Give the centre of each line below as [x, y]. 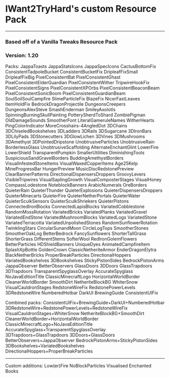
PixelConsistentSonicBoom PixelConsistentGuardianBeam [65, 93]
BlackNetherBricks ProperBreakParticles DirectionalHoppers [68, 255]
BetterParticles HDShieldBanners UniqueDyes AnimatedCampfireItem [78, 245]
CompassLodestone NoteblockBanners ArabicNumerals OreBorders [76, 185]
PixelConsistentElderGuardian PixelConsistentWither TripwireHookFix [77, 83]
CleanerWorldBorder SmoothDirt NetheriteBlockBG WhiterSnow [72, 282]
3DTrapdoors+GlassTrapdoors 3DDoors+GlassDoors [60, 335]
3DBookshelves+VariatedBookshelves [45, 346]
